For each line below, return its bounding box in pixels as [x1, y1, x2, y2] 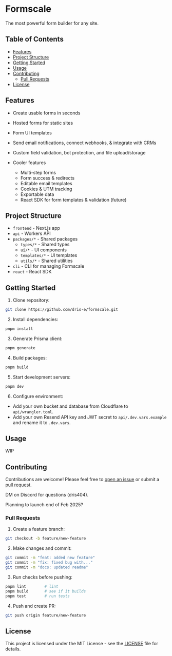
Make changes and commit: [12, 545, 72, 551]
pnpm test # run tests [5, 593, 70, 599]
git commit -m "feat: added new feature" [5, 555, 95, 561]
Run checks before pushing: [12, 574, 73, 580]
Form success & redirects [20, 175, 75, 181]
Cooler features [12, 160, 46, 166]
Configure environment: [12, 393, 63, 399]
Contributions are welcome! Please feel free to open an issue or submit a [5, 476, 160, 483]
